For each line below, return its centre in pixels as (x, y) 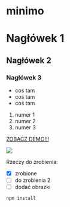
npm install (21, 199)
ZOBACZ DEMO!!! (28, 139)
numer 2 (25, 121)
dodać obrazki (33, 187)
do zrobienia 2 (33, 180)
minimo (25, 11)
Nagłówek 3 (24, 77)
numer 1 (25, 115)
